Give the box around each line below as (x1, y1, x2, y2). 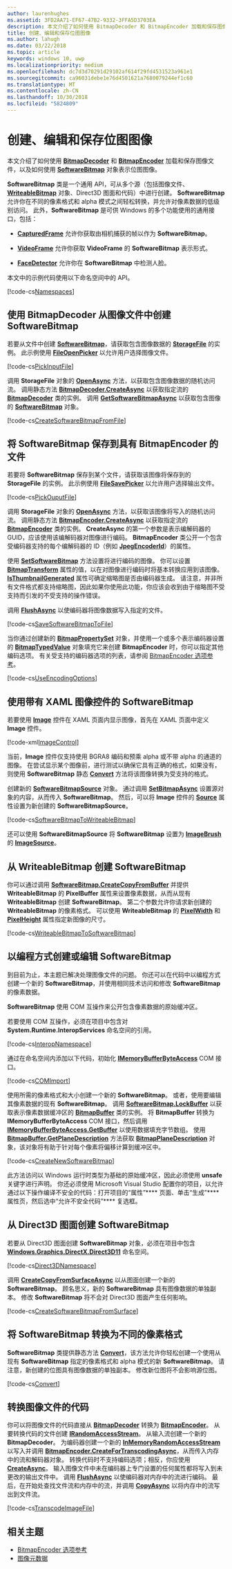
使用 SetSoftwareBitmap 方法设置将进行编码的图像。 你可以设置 (7, 557, 191, 565)
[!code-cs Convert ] (7, 1379, 60, 1388)
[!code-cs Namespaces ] (7, 287, 75, 295)
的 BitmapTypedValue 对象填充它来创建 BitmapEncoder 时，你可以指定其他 (7, 643, 224, 651)
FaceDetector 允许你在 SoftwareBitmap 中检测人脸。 (17, 258, 171, 267)
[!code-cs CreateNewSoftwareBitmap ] (7, 1156, 115, 1164)
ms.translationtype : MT (7, 81, 76, 88)
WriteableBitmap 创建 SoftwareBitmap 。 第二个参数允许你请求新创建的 (7, 898, 212, 906)
